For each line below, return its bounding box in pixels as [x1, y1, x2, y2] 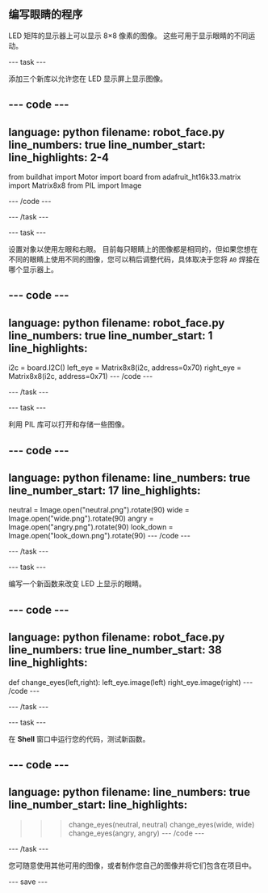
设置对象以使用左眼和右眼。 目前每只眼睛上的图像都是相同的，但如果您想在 [8, 245, 258, 254]
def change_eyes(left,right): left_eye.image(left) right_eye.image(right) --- [8, 677, 253, 687]
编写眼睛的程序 [8, 7, 83, 22]
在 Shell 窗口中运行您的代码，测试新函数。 [8, 734, 150, 743]
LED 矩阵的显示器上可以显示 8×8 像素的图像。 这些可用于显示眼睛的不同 [8, 31, 249, 40]
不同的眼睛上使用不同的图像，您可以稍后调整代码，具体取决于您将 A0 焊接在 [8, 254, 261, 265]
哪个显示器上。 [8, 265, 58, 274]
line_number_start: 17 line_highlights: [8, 484, 201, 497]
